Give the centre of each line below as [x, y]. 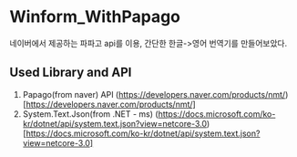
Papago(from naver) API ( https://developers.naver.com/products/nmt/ [154, 94]
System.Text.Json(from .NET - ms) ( [90, 114]
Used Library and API [71, 73]
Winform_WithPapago [95, 17]
